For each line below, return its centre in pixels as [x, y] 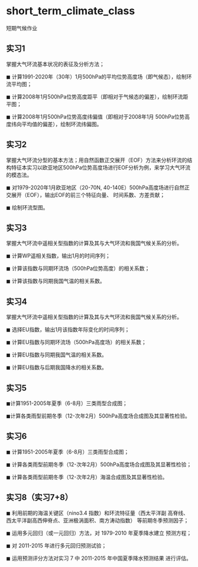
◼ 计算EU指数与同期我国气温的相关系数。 [57, 355]
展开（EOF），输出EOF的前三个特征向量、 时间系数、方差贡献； [88, 195]
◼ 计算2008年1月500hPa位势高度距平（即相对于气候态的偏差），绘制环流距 [97, 97]
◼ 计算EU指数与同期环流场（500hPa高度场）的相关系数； [76, 342]
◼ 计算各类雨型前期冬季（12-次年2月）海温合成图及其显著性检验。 [87, 477]
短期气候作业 [22, 28]
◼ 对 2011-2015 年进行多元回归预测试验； [56, 545]
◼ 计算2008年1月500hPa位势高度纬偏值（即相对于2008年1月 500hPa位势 [95, 116]
